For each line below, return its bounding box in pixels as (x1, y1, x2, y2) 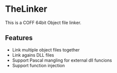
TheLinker (5, 3, 47, 15)
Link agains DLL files (12, 52, 54, 58)
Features (5, 34, 33, 42)
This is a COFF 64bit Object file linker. (5, 20, 82, 25)
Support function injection (12, 62, 65, 68)
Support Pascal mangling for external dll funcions (12, 57, 112, 63)
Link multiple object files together (12, 47, 80, 52)
